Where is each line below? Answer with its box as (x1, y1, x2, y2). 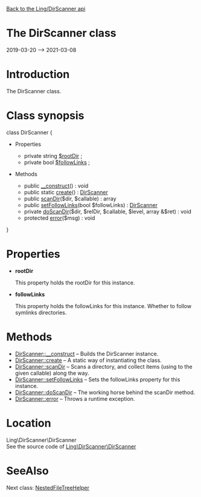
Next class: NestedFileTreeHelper (6, 484, 89, 491)
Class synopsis (6, 109, 85, 123)
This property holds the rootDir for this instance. (14, 278, 135, 286)
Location (6, 416, 51, 430)
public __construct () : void (24, 182, 89, 189)
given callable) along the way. (14, 369, 89, 377)
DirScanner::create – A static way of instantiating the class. (14, 357, 162, 364)
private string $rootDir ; (24, 152, 83, 159)
